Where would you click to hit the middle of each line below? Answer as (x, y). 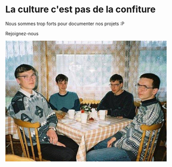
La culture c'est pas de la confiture (81, 9)
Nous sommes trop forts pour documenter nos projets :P (65, 24)
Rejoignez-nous (22, 33)
